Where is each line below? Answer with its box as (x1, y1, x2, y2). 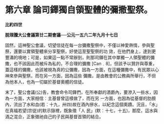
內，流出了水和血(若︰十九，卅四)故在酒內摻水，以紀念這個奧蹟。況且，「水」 (5, 101, 158, 107)
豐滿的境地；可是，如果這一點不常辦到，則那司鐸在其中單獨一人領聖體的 (5, 54, 150, 60)
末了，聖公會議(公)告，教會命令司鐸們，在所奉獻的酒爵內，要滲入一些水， (5, 89, 154, 95)
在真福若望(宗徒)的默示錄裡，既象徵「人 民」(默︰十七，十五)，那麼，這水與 (5, 107, 158, 113)
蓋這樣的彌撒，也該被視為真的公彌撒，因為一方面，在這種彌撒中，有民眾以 (5, 66, 155, 72)
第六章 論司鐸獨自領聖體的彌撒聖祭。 (5, 4, 153, 16)
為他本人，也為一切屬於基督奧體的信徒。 (5, 79, 86, 84)
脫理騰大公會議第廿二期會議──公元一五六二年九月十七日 (5, 32, 118, 38)
